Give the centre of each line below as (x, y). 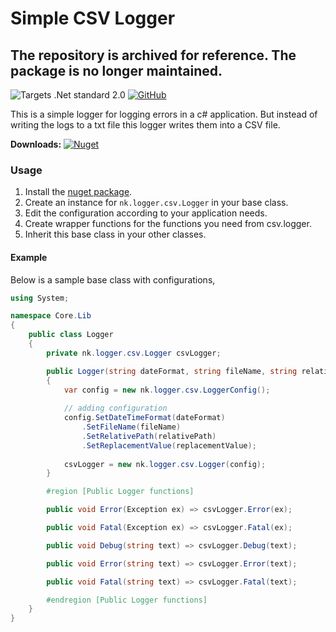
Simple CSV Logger (93, 18)
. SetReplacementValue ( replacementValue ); (169, 445)
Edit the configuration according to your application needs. (146, 213)
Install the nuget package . (78, 192)
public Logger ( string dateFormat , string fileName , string (172, 371)
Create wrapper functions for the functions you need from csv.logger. (168, 224)
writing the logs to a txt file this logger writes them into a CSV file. (145, 125)
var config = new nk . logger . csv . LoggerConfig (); (167, 390)
